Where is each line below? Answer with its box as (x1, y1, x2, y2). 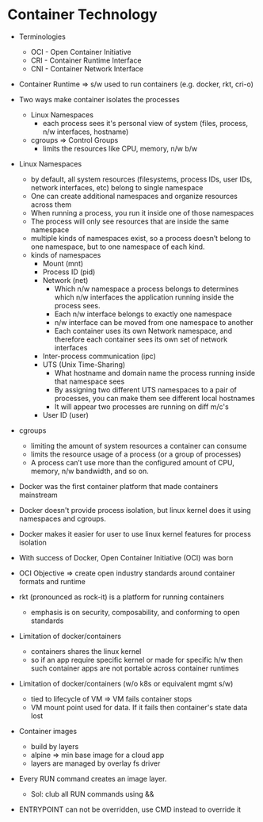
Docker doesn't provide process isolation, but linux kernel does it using (18, 505, 251, 514)
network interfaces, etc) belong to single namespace (30, 182, 204, 192)
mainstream (18, 490, 59, 499)
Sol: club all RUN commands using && (30, 789, 154, 798)
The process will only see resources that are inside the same (30, 216, 229, 226)
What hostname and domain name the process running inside (54, 368, 255, 377)
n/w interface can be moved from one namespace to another (54, 317, 253, 327)
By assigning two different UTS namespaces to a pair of (54, 384, 237, 394)
